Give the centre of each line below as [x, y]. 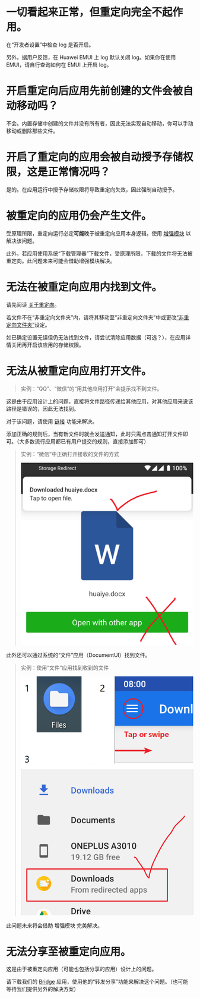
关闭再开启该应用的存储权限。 [47, 345]
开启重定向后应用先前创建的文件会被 [95, 91]
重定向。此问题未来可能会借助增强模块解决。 [61, 261]
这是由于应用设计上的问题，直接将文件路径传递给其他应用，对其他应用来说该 [100, 401]
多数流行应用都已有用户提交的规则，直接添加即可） [87, 441]
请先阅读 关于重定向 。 [33, 304]
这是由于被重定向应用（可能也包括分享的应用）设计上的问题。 [82, 969]
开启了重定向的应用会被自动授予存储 [95, 157]
